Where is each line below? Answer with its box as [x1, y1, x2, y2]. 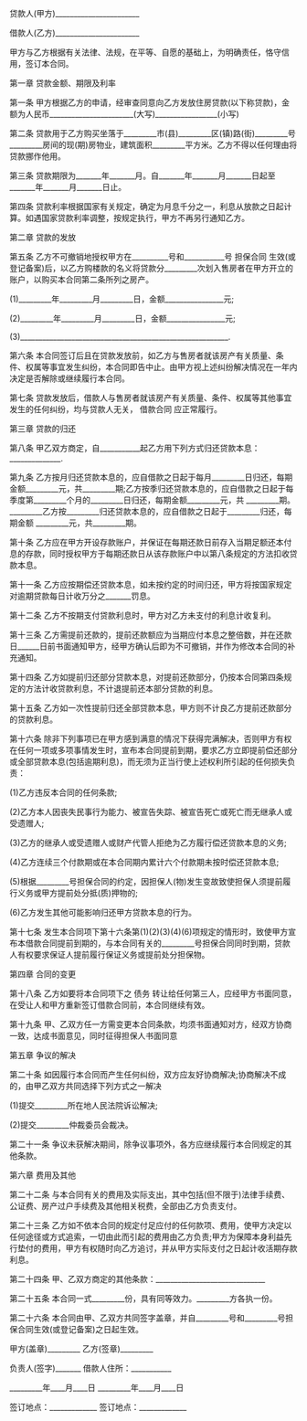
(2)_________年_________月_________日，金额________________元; [9, 313, 236, 323]
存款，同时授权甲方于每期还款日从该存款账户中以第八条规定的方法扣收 [25, 548, 290, 559]
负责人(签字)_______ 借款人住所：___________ [9, 1363, 172, 1373]
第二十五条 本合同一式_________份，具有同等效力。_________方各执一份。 [9, 1293, 278, 1304]
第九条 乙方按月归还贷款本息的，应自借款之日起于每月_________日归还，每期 [9, 472, 293, 483]
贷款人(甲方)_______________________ [9, 8, 140, 18]
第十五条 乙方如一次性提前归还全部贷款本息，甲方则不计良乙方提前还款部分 [9, 703, 292, 713]
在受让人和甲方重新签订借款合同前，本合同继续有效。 [9, 1000, 210, 1010]
